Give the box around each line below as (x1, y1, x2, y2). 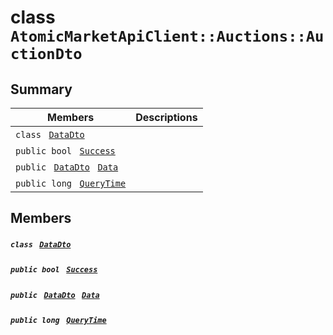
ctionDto (10, 45, 83, 64)
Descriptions (135, 111, 198, 124)
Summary (10, 81, 73, 98)
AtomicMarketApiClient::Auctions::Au (10, 27, 325, 46)
